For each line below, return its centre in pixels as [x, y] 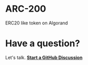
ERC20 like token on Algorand [37, 23]
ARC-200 [26, 9]
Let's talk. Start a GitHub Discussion [44, 57]
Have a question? [43, 43]
